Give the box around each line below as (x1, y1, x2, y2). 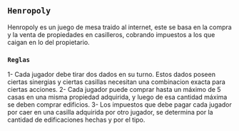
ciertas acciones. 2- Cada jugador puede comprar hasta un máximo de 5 (7, 85, 221, 94)
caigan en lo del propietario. (7, 38, 91, 46)
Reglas (7, 56, 31, 63)
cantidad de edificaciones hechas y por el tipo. (7, 115, 146, 124)
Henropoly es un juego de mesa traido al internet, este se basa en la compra (7, 23, 232, 31)
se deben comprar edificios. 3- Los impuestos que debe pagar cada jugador (7, 100, 232, 109)
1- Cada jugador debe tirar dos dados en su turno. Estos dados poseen (7, 70, 216, 79)
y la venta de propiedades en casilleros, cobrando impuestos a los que (7, 30, 215, 38)
